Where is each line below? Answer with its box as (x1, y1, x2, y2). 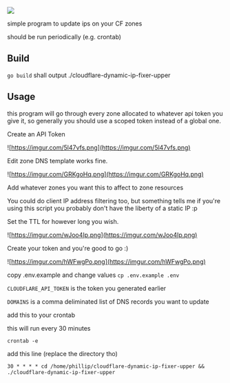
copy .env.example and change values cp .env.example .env (7, 271, 180, 279)
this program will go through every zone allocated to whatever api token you (7, 109, 224, 117)
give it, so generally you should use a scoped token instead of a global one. (7, 116, 222, 125)
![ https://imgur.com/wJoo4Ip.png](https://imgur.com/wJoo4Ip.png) (7, 231, 198, 239)
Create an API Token (7, 130, 65, 138)
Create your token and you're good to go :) (7, 244, 129, 252)
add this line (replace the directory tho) (7, 349, 118, 358)
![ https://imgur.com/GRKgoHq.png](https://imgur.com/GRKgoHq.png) (7, 169, 205, 178)
